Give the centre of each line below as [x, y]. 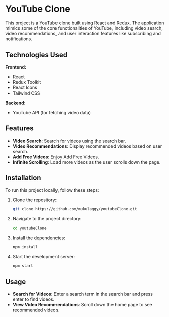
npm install [25, 247]
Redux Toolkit [27, 82]
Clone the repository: [35, 200]
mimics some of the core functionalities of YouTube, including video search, [84, 28]
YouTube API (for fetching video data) [52, 112]
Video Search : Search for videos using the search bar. [69, 141]
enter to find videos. [33, 299]
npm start [23, 266]
